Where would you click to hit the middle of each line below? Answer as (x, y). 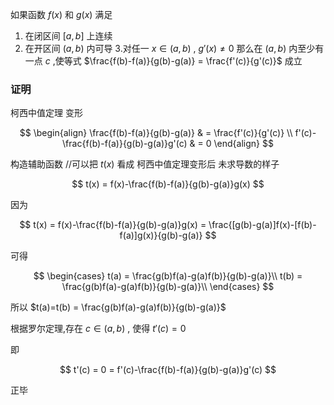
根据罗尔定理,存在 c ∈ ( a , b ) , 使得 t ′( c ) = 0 (98, 329)
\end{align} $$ (243, 144)
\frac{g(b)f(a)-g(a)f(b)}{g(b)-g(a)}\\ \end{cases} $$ (168, 287)
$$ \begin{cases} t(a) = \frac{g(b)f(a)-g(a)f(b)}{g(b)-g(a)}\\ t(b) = (168, 276)
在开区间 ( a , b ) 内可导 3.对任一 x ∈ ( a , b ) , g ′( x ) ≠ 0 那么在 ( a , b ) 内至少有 (174, 48)
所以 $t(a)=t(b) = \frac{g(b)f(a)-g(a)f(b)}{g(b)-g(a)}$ (118, 307)
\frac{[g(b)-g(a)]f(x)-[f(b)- (262, 225)
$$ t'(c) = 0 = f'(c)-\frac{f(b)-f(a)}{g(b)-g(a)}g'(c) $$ (168, 370)
